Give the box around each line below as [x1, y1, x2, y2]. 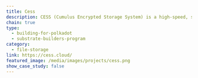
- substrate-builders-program [11, 36, 85, 42]
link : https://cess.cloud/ [6, 52, 72, 58]
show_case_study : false [6, 63, 65, 69]
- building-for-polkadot [11, 30, 72, 36]
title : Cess [6, 8, 35, 15]
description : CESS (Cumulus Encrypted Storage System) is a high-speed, [6, 14, 189, 20]
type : [6, 25, 19, 31]
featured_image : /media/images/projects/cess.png [6, 57, 131, 63]
